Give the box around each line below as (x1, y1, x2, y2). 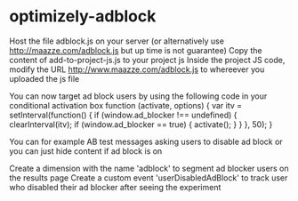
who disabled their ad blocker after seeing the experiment (9, 181, 221, 192)
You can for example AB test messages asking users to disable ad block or (9, 136, 283, 147)
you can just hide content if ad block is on (9, 145, 163, 157)
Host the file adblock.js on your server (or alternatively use (9, 36, 225, 46)
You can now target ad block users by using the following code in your (9, 91, 268, 101)
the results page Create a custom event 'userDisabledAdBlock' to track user (9, 172, 288, 183)
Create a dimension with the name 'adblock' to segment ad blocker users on (9, 163, 289, 173)
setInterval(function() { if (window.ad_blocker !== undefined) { (9, 109, 238, 120)
